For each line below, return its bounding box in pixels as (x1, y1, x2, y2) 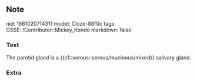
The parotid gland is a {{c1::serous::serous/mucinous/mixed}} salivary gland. (6, 54, 192, 61)
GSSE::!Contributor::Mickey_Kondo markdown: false (6, 26, 132, 33)
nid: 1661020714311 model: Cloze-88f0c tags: (6, 20, 116, 27)
